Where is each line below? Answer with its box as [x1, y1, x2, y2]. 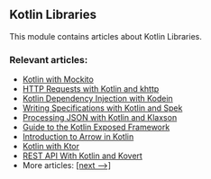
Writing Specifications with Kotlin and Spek [22, 103, 183, 113]
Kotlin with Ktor [22, 141, 79, 152]
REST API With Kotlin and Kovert [22, 150, 142, 161]
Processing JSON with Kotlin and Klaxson [22, 112, 178, 123]
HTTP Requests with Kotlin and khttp [22, 84, 160, 94]
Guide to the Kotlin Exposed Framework [22, 121, 170, 133]
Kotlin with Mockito [22, 74, 95, 85]
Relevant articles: [9, 53, 88, 66]
